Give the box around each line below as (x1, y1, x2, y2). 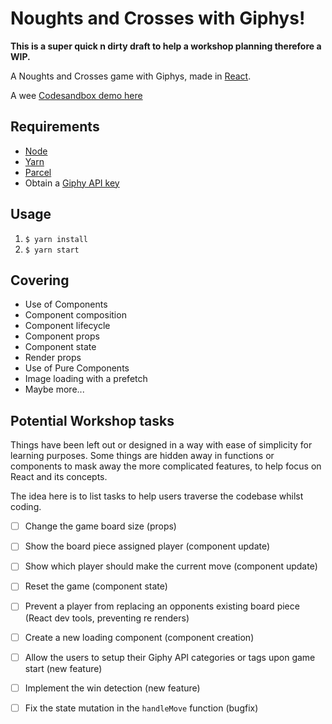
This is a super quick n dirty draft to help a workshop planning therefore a (10, 40, 322, 52)
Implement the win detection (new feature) (24, 682, 201, 694)
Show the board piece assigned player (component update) (24, 540, 271, 552)
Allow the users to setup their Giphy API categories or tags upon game (24, 651, 316, 663)
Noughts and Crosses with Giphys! (10, 7, 306, 30)
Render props (24, 352, 82, 364)
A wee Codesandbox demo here (10, 89, 143, 101)
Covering (10, 272, 70, 289)
